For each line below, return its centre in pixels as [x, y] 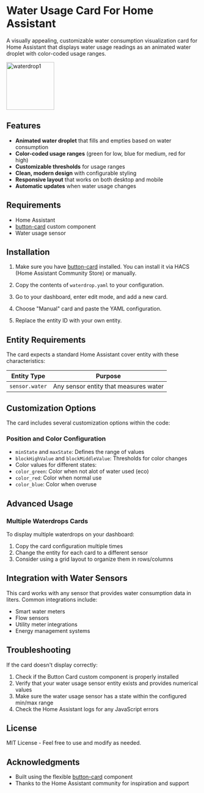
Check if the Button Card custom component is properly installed [97, 676]
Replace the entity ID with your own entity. [68, 321]
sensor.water [28, 386]
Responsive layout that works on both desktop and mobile [89, 179]
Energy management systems [53, 630]
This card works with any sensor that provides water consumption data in [99, 593]
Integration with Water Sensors [67, 578]
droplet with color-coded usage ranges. [56, 53]
